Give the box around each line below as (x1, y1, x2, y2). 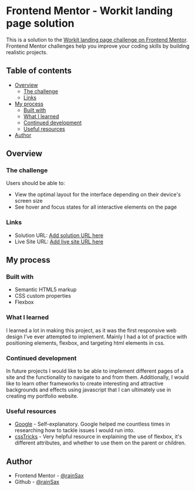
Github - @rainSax (14, 479, 60, 486)
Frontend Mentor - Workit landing (6, 4, 173, 18)
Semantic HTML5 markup (14, 286, 77, 293)
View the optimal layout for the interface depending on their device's (14, 191, 181, 198)
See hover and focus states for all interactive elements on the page (14, 203, 177, 210)
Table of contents (6, 66, 72, 76)
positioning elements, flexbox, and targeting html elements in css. (6, 339, 165, 346)
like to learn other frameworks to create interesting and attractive (6, 380, 164, 387)
